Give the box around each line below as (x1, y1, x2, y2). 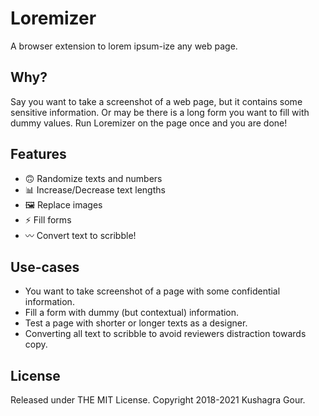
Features (10, 146, 67, 163)
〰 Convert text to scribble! (24, 229, 137, 241)
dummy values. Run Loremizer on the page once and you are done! (10, 117, 288, 129)
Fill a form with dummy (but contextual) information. (24, 307, 240, 319)
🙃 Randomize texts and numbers (24, 172, 163, 184)
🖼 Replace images (24, 198, 103, 211)
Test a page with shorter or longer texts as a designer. (24, 317, 248, 329)
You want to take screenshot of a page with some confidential (24, 285, 281, 297)
